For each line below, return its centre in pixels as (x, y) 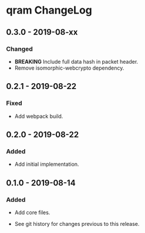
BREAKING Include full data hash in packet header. (76, 61)
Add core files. (32, 212)
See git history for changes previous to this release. (77, 224)
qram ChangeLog (49, 10)
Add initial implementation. (47, 164)
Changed (20, 49)
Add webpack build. (39, 116)
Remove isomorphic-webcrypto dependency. (69, 68)
